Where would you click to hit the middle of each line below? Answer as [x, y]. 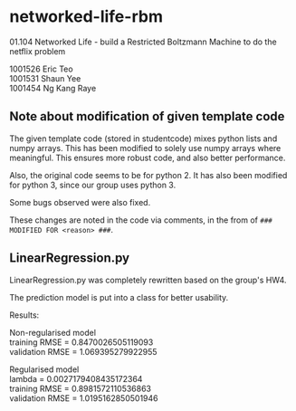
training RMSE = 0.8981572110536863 [81, 388]
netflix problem [38, 51]
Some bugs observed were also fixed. [80, 202]
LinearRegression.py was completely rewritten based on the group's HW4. [148, 280]
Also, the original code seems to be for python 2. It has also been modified [148, 175]
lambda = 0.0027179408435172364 [76, 378]
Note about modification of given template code [147, 116]
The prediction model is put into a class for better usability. [119, 297]
